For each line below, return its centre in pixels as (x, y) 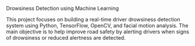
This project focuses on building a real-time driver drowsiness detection (93, 19)
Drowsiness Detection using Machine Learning (63, 8)
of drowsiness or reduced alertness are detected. (66, 38)
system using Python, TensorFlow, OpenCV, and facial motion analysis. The (97, 26)
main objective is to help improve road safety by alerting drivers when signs (98, 32)
